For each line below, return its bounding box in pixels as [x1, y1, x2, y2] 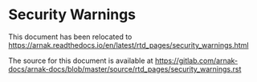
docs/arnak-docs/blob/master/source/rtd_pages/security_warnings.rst [8, 64, 242, 73]
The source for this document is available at [8, 56, 154, 65]
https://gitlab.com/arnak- [155, 56, 239, 65]
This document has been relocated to [8, 32, 133, 41]
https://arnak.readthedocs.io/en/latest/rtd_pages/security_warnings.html [8, 40, 249, 49]
